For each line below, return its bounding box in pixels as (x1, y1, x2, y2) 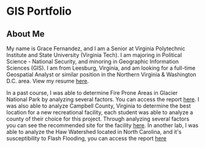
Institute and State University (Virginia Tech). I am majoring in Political (6, 51, 182, 59)
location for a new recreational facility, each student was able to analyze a (6, 109, 193, 116)
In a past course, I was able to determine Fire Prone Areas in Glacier (6, 89, 178, 96)
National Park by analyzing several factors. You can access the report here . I (6, 96, 199, 103)
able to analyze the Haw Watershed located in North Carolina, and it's (6, 128, 182, 135)
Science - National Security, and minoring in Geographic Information (6, 58, 179, 65)
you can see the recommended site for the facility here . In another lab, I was (6, 122, 199, 129)
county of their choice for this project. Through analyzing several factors (6, 115, 190, 122)
